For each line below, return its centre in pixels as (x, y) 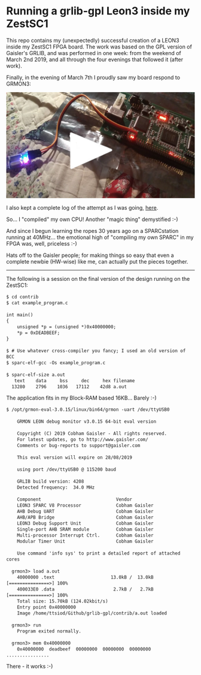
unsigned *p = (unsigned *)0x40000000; (67, 327)
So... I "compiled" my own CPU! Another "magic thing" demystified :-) (92, 219)
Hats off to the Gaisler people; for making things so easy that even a (90, 255)
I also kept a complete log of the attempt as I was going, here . (82, 208)
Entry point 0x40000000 (47, 607)
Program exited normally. (49, 631)
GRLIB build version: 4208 (51, 482)
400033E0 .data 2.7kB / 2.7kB (85, 589)
